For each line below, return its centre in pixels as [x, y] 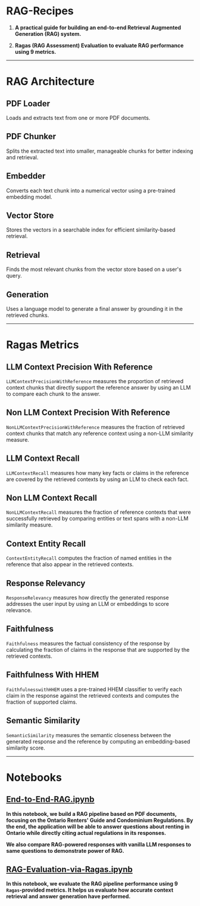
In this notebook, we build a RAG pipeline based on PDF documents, [91, 813]
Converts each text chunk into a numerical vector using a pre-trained [91, 190]
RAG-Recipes [40, 11]
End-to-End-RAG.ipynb [50, 799]
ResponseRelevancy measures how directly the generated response [87, 597]
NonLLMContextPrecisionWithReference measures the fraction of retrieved [96, 427]
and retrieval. [22, 157]
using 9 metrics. [35, 51]
